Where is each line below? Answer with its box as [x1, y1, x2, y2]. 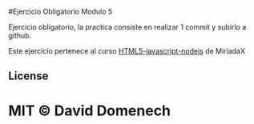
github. [8, 31, 32, 40]
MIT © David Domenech [8, 102, 171, 119]
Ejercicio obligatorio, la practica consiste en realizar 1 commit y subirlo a [8, 22, 247, 31]
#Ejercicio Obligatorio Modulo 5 [8, 7, 113, 16]
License [8, 70, 49, 83]
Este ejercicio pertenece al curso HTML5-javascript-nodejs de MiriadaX [8, 46, 246, 55]
